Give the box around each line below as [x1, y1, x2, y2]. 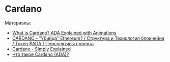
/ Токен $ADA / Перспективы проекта [12, 40, 94, 46]
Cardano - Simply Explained [12, 46, 71, 52]
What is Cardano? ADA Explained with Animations [12, 29, 117, 36]
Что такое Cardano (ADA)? [12, 51, 69, 57]
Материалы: [5, 20, 32, 26]
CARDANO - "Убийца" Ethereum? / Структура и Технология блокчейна [12, 35, 165, 41]
